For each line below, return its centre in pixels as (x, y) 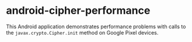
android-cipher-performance (78, 11)
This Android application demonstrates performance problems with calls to (96, 26)
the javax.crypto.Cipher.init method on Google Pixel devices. (82, 32)
